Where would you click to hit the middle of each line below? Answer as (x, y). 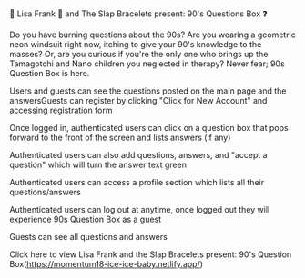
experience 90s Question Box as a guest (86, 219)
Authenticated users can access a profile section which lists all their (137, 182)
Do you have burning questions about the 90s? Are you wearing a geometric (152, 35)
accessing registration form (61, 110)
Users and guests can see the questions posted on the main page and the (148, 91)
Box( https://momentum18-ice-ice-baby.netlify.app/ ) (106, 264)
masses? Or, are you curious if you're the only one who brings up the (139, 54)
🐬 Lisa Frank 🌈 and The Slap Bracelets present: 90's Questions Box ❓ (138, 14)
